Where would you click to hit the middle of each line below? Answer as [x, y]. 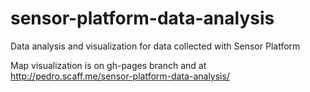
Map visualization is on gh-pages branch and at [108, 65]
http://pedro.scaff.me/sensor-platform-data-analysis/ [120, 76]
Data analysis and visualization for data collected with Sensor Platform [155, 46]
